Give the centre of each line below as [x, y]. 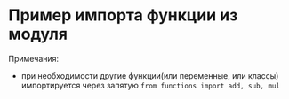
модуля [38, 34]
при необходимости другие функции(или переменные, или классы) [150, 75]
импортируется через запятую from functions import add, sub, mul [151, 85]
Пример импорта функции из [123, 15]
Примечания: [34, 58]
